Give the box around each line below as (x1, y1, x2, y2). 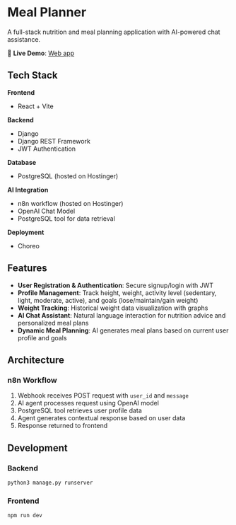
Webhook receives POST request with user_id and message (17, 391, 189, 400)
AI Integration (7, 185, 49, 194)
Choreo (17, 241, 40, 250)
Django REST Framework (17, 137, 90, 145)
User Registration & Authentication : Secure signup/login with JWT (17, 281, 214, 289)
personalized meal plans (17, 318, 89, 327)
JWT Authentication (17, 144, 76, 153)
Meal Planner (7, 4, 87, 21)
